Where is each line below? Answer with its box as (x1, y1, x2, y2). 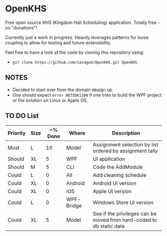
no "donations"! (5, 24, 37, 30)
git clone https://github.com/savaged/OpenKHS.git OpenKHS (12, 60, 138, 65)
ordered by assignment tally (92, 147, 158, 154)
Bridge (66, 202, 82, 209)
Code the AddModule (92, 163, 143, 170)
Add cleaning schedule (92, 171, 147, 178)
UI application (92, 155, 125, 162)
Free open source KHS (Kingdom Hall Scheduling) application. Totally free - (5, 19, 160, 25)
